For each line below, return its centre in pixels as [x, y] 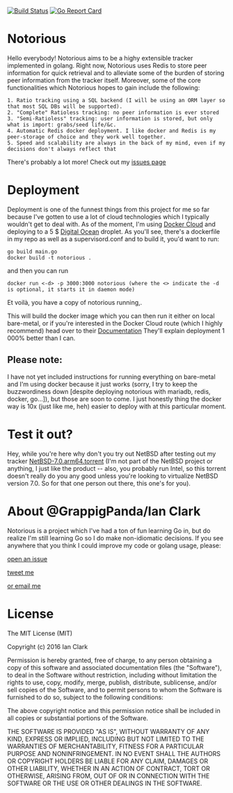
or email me [24, 586]
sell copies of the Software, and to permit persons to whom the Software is [115, 689]
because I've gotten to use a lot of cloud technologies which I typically [109, 216]
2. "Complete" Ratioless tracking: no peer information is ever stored [113, 112]
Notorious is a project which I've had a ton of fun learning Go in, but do [109, 530]
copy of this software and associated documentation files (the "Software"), [115, 667]
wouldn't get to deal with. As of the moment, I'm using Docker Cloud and [111, 224]
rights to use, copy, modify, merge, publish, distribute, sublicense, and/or [112, 682]
